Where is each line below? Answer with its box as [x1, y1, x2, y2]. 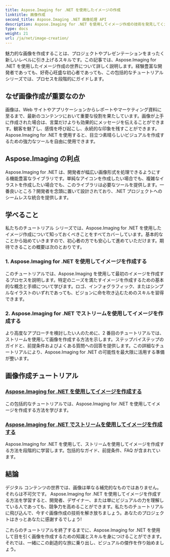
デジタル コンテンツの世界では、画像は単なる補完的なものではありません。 [5, 484, 162, 490]
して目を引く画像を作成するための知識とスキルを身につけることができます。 [5, 533, 164, 539]
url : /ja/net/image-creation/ [5, 36, 69, 41]
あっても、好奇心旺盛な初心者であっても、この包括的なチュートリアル [18, 69, 163, 75]
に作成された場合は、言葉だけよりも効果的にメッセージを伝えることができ [5, 119, 160, 125]
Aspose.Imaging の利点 [5, 154, 80, 163]
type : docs [5, 26, 28, 31]
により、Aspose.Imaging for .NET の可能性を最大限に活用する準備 [27, 349, 165, 355]
